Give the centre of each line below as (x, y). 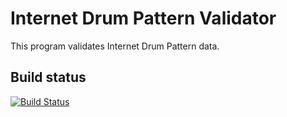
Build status (48, 77)
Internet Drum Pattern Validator (143, 18)
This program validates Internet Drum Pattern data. (115, 46)
